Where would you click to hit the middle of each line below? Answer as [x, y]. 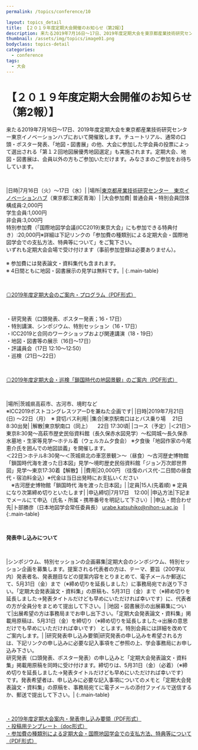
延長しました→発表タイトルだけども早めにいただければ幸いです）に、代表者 [99, 599]
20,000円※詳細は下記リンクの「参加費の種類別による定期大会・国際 [100, 235]
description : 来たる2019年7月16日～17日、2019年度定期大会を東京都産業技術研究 [95, 33]
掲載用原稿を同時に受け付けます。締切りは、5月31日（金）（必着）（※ [99, 665]
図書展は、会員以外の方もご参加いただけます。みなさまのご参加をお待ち [104, 159]
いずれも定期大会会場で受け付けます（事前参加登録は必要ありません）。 [93, 250]
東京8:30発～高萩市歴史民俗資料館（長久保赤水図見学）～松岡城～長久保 [94, 434]
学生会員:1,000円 [27, 213]
